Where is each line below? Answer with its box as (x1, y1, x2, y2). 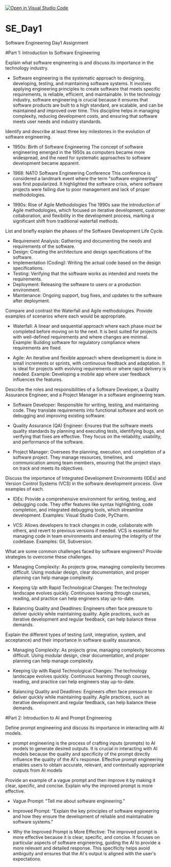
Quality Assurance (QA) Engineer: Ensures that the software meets (12, 422, 153, 429)
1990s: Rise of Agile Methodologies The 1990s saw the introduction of (12, 201, 160, 207)
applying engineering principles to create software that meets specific (12, 86, 161, 92)
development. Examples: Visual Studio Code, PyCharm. (12, 512, 129, 518)
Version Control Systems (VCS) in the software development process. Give (5, 480, 162, 487)
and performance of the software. (12, 438, 84, 445)
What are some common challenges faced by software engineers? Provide (5, 548, 162, 554)
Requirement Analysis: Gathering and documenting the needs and (12, 238, 152, 244)
